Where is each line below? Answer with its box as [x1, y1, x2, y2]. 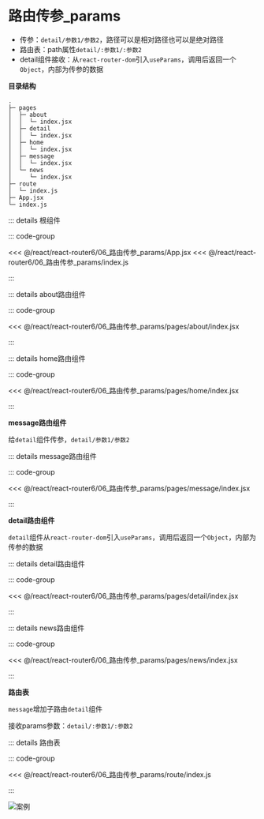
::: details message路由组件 [8, 451, 97, 460]
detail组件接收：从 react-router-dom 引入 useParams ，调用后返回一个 [19, 54, 236, 64]
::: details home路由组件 [8, 353, 86, 363]
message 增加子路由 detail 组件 [8, 704, 103, 713]
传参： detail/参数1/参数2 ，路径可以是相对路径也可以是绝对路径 [19, 35, 224, 44]
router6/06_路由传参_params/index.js [8, 257, 128, 267]
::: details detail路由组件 [8, 558, 85, 569]
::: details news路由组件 [8, 623, 85, 633]
